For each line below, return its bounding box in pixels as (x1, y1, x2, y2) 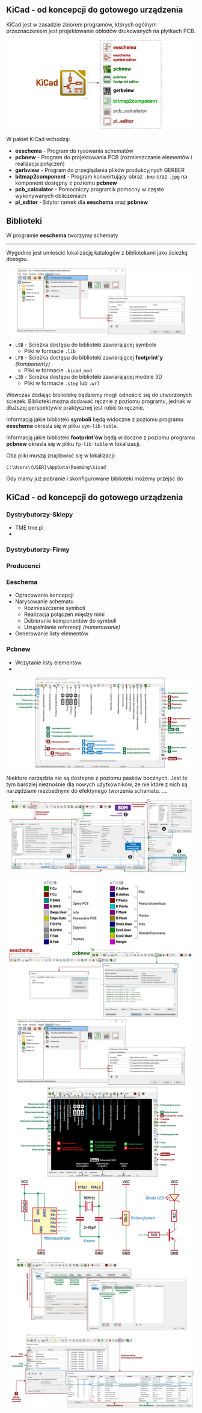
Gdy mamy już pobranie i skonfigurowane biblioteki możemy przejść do (6, 475, 183, 482)
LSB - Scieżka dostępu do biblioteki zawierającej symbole (14, 341, 157, 348)
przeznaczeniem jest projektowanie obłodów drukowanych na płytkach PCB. (6, 27, 196, 34)
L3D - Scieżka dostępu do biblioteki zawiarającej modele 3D (14, 373, 162, 380)
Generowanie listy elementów (14, 630, 89, 637)
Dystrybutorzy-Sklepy (6, 510, 73, 518)
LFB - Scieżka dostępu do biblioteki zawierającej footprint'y (14, 354, 164, 361)
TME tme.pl (14, 524, 44, 532)
